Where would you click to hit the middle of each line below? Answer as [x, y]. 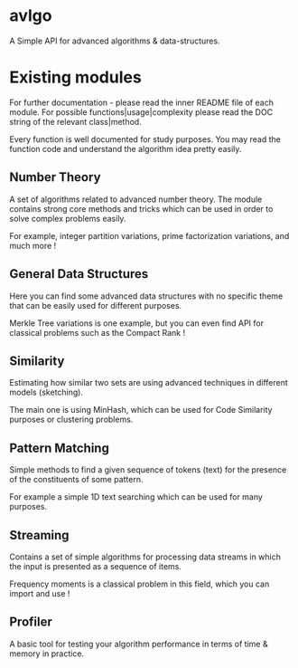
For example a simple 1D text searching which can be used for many [136, 497]
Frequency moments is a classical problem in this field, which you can [140, 584]
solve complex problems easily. [68, 218]
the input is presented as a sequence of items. [96, 566]
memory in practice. [47, 654]
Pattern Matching [60, 448]
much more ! [33, 245]
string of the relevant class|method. [75, 121]
